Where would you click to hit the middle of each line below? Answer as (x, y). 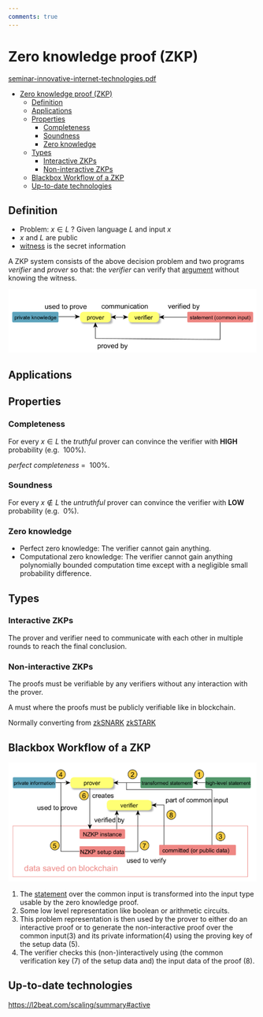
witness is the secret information (72, 246)
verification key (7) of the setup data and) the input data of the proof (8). (137, 961)
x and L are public (49, 238)
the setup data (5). (50, 945)
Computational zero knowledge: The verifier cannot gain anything (126, 557)
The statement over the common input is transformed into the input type (137, 894)
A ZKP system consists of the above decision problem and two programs (126, 262)
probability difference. (56, 573)
